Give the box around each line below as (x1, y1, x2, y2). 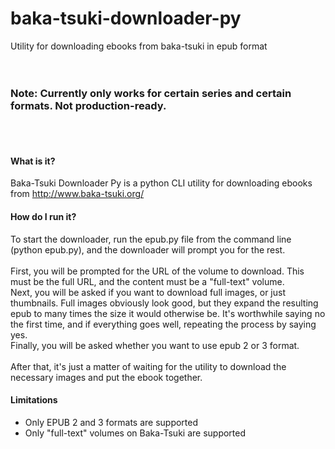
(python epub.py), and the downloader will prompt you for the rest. (10, 243, 286, 256)
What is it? (10, 155, 56, 167)
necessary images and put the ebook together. (10, 371, 203, 383)
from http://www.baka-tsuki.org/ (10, 188, 145, 200)
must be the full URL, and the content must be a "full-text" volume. (10, 275, 285, 287)
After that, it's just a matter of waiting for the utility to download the (10, 360, 287, 372)
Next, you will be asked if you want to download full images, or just (10, 286, 286, 298)
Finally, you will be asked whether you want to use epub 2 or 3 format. (10, 339, 300, 351)
